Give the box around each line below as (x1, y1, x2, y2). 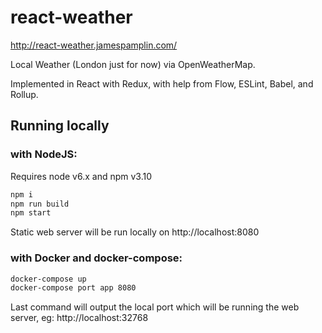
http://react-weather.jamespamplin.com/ (10, 39, 178, 51)
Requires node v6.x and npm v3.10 (10, 170, 153, 182)
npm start (10, 208, 52, 218)
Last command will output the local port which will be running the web (10, 301, 300, 313)
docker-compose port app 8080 (10, 283, 137, 293)
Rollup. (10, 88, 39, 100)
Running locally (10, 117, 110, 135)
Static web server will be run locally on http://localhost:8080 (10, 226, 260, 238)
